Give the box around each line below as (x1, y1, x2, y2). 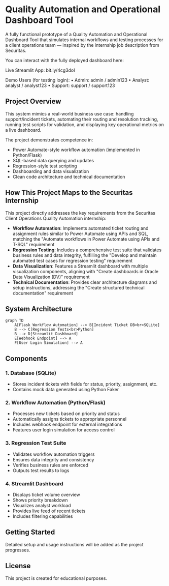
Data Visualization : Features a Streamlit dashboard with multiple (12, 263, 148, 269)
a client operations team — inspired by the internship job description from (5, 42, 160, 48)
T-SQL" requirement (12, 241, 55, 247)
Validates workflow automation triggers (12, 451, 95, 457)
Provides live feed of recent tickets (12, 508, 86, 514)
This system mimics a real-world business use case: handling (5, 110, 134, 116)
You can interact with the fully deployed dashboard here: (5, 57, 124, 63)
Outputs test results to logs (12, 467, 70, 474)
